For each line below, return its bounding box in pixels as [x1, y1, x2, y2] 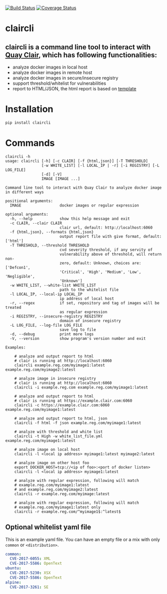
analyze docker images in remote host [12, 69, 93, 76]
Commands [5, 137, 55, 149]
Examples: [5, 345, 26, 350]
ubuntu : [5, 566, 22, 571]
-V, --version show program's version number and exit [10, 336, 146, 341]
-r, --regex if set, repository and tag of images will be [10, 300, 159, 305]
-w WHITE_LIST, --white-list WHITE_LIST [10, 283, 96, 288]
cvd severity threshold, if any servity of [59, 247, 153, 252]
